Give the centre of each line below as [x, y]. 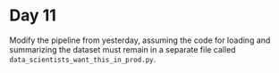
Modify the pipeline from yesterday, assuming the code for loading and [140, 40]
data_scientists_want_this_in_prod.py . [83, 59]
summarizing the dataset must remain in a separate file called [123, 49]
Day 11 [33, 16]
